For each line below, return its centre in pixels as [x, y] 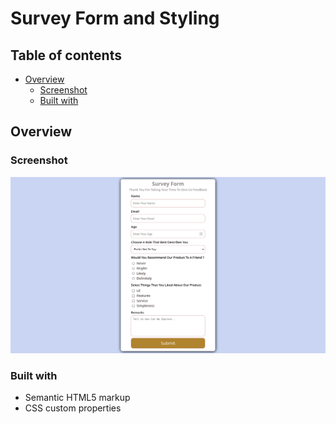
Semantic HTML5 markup [77, 397]
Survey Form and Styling [115, 18]
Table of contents [66, 55]
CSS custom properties [73, 408]
